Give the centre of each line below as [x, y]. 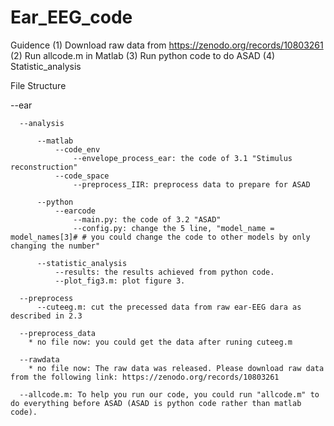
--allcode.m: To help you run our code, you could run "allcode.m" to [169, 394]
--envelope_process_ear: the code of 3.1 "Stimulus [183, 158]
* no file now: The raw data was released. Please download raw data [176, 368]
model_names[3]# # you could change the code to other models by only [160, 237]
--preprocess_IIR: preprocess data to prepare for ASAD [192, 184]
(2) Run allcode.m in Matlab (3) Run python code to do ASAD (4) [143, 55]
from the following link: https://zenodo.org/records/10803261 [145, 377]
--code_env [77, 149]
